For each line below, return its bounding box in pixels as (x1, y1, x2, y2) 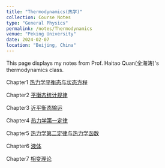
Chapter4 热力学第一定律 (6, 116, 68, 124)
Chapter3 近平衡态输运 (6, 104, 63, 111)
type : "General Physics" (6, 20, 68, 26)
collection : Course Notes (6, 14, 71, 20)
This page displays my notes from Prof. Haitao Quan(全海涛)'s (6, 59, 159, 67)
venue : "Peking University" (6, 31, 77, 37)
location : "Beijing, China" (6, 43, 77, 49)
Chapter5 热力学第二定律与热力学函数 (6, 130, 100, 137)
